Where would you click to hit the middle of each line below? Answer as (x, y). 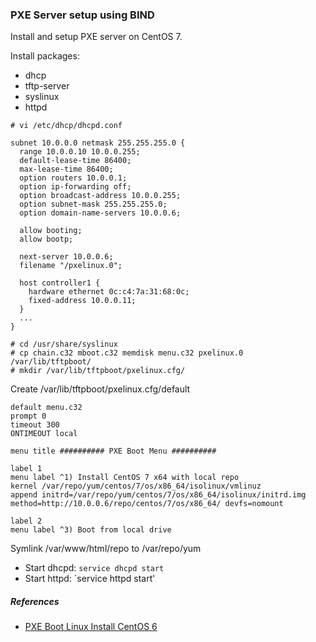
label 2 (26, 521)
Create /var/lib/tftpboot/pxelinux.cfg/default (100, 389)
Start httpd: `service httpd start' (90, 579)
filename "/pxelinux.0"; (71, 266)
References (35, 601)
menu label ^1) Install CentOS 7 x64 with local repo (125, 478)
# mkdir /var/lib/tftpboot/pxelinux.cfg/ (98, 371)
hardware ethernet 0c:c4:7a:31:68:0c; (109, 292)
